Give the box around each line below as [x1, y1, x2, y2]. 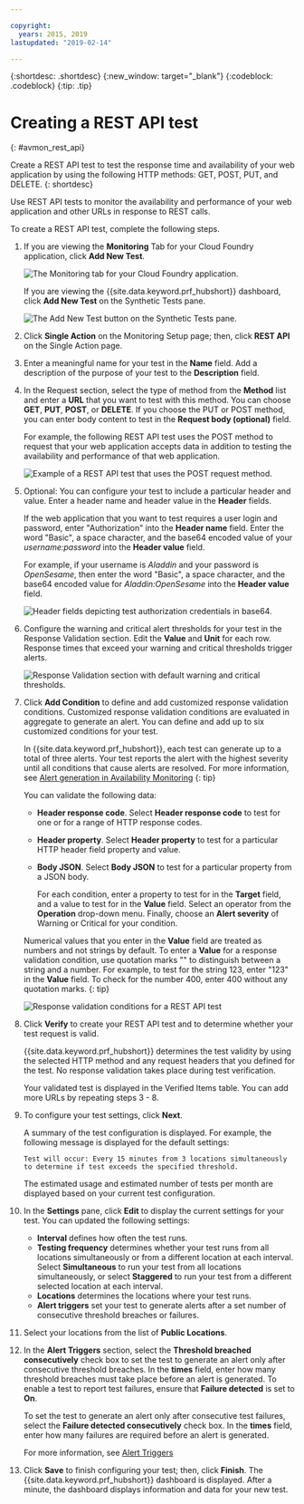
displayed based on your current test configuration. [23, 1188, 215, 1199]
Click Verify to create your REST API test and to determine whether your [23, 1018, 293, 1029]
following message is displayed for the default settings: [23, 1137, 230, 1148]
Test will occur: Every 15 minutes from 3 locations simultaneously [23, 1154, 288, 1164]
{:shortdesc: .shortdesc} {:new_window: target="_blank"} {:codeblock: [10, 71, 274, 82]
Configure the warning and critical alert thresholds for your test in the [23, 623, 283, 634]
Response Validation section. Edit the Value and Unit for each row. [23, 633, 271, 644]
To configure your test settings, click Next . [23, 1110, 184, 1121]
